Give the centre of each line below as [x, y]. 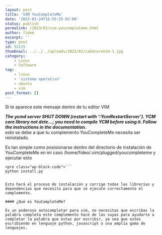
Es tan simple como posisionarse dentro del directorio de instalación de [78, 148]
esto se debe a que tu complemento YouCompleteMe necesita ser [73, 133]
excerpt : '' [17, 38]
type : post [16, 42]
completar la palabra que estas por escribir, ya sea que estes [73, 219]
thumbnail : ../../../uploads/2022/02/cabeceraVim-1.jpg [64, 51]
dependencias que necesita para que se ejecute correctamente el [74, 189]
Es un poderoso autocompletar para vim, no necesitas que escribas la [80, 211]
